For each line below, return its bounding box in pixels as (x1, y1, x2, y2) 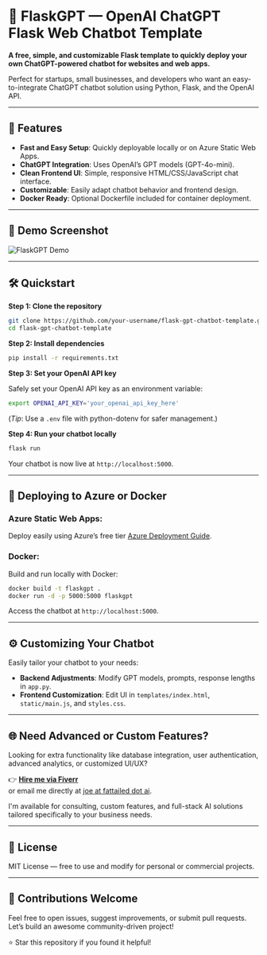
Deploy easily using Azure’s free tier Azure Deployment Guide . (8, 531, 212, 541)
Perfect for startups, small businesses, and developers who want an (8, 74, 231, 83)
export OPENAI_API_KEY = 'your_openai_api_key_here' (8, 399, 180, 407)
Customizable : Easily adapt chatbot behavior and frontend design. (19, 184, 238, 194)
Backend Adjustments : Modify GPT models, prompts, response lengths (19, 674, 256, 683)
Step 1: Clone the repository (8, 301, 102, 311)
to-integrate (8, 83, 48, 92)
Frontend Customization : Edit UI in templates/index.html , (19, 690, 211, 700)
